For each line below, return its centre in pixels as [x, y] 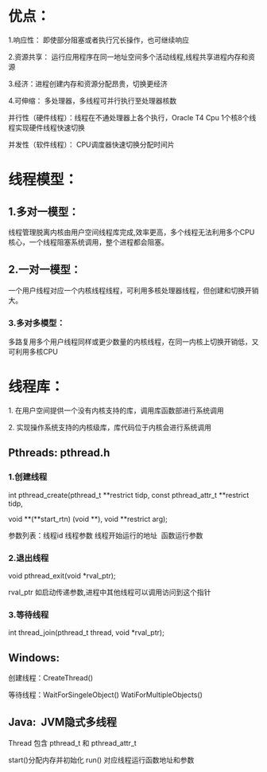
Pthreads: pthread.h [59, 453]
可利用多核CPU [33, 352]
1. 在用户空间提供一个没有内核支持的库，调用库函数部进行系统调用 [116, 410]
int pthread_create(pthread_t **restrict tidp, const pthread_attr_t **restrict [129, 495]
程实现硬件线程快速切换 [46, 127]
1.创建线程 [28, 477]
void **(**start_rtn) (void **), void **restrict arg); [88, 519]
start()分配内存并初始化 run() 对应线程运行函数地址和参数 [101, 760]
